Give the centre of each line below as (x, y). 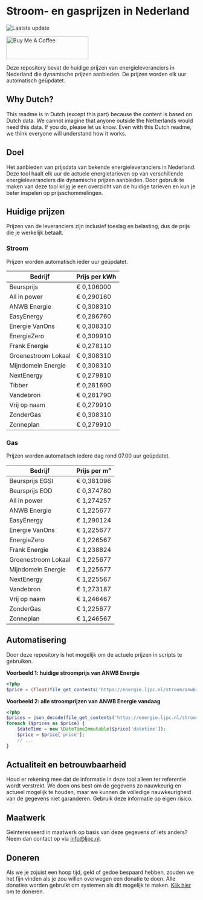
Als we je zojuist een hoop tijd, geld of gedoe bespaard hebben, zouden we (100, 872)
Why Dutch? (30, 100)
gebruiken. (20, 661)
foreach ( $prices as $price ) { (46, 724)
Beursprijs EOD (31, 490)
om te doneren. (25, 892)
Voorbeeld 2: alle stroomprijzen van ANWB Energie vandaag (83, 701)
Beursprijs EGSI (31, 481)
